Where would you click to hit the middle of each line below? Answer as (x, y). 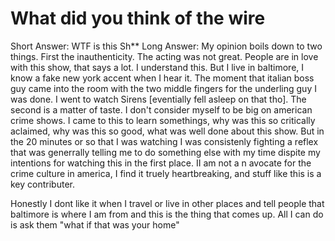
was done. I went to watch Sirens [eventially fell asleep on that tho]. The (158, 99)
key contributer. (42, 184)
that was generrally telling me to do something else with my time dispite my (165, 152)
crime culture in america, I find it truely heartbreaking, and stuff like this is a (166, 173)
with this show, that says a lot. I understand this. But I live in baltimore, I (157, 67)
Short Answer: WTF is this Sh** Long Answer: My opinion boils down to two (166, 46)
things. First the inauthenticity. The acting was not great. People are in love (164, 56)
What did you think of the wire (138, 18)
